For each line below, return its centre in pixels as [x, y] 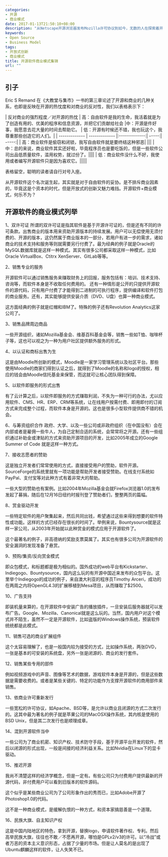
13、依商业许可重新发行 [29, 697]
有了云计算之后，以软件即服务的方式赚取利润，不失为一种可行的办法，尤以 [82, 395]
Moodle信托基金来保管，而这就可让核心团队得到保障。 [83, 374]
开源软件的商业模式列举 [41, 212]
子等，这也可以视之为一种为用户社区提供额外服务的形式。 [64, 340]
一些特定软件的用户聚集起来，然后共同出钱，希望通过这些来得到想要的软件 [82, 516]
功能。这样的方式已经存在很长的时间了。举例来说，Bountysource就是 [85, 522]
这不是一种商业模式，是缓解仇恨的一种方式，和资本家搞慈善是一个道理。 [79, 809]
